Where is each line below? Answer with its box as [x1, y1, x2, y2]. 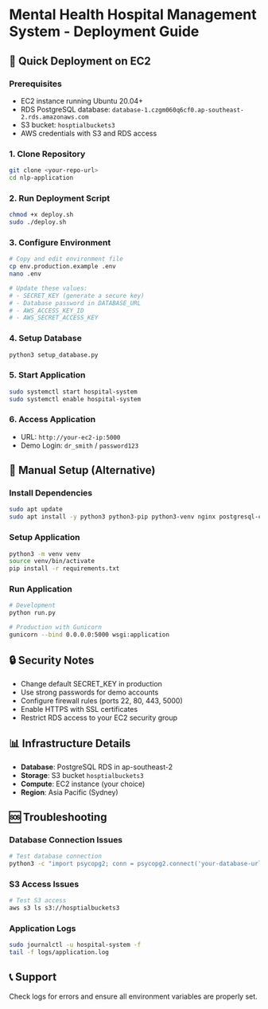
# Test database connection [9, 852, 103, 861]
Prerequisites [9, 78, 62, 89]
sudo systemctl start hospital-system [9, 388, 138, 396]
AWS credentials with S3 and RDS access [20, 128, 157, 138]
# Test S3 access [9, 897, 67, 905]
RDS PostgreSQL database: [20, 104, 111, 114]
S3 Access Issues [9, 878, 80, 890]
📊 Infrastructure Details [9, 737, 131, 750]
